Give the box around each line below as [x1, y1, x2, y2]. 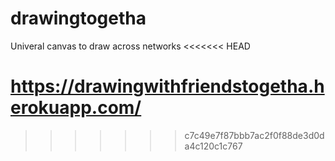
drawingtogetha [10, 7, 147, 30]
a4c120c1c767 [184, 140, 243, 152]
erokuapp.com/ [10, 97, 142, 119]
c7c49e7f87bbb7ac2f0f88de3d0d [184, 129, 325, 141]
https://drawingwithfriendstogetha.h [10, 75, 325, 98]
